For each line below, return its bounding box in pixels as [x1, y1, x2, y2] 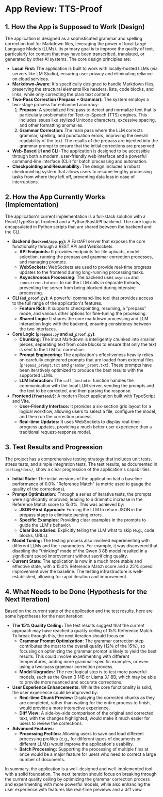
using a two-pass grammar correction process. [19, 664, 114, 670]
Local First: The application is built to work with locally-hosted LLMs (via [12, 65, 158, 71]
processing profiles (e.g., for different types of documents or [19, 736, 141, 742]
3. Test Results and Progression [5, 443, 103, 452]
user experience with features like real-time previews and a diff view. [5, 787, 143, 793]
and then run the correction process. [19, 413, 93, 419]
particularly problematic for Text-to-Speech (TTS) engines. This [19, 112, 147, 117]
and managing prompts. [19, 259, 67, 265]
